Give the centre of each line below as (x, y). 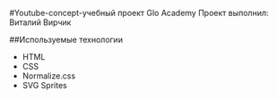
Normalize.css (49, 76)
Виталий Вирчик (40, 22)
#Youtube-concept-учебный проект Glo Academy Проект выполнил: (139, 13)
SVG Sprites (44, 85)
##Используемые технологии (66, 40)
